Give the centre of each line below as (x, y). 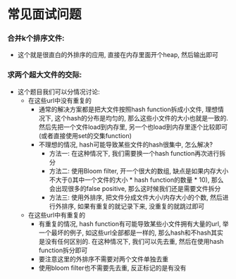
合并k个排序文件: (36, 38)
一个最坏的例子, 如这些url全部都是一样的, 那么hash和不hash (125, 232)
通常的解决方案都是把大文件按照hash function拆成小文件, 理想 (128, 109)
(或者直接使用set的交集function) (85, 135)
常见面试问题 (45, 14)
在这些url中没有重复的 (60, 100)
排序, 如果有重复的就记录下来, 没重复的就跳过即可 (133, 206)
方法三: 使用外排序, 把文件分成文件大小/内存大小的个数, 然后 (136, 197)
